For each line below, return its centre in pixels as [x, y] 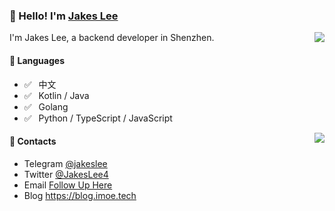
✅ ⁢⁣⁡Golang [46, 106]
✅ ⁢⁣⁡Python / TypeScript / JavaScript [98, 118]
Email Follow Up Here [68, 185]
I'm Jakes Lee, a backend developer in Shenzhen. [112, 38]
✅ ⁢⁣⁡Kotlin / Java [56, 95]
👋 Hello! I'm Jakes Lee [64, 16]
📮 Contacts [33, 141]
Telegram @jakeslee [65, 163]
